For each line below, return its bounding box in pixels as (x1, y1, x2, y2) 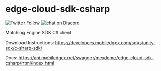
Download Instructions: (5, 39, 54, 46)
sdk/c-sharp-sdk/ (5, 45, 42, 51)
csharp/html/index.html (5, 60, 55, 66)
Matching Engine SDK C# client (5, 29, 72, 35)
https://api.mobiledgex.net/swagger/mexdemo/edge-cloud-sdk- (18, 54, 154, 61)
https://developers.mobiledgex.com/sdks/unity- (55, 39, 156, 46)
